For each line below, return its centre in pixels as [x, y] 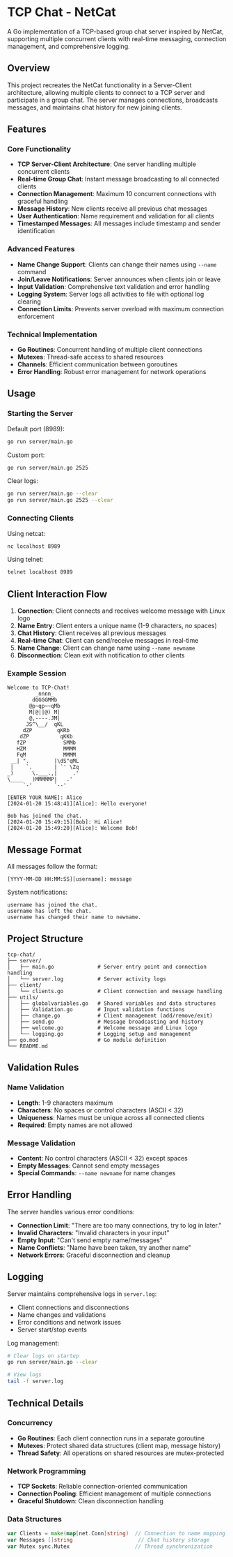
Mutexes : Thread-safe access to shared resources [90, 357]
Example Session [37, 673]
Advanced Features [41, 249]
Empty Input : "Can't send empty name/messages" [90, 1240]
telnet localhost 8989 [40, 572]
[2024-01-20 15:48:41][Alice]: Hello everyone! [78, 804]
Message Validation [41, 1143]
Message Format [45, 850]
